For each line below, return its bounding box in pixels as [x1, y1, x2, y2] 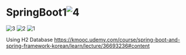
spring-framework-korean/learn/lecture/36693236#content [6, 42, 150, 49]
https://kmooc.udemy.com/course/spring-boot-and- [54, 36, 180, 43]
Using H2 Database [6, 36, 53, 43]
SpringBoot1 [6, 6, 67, 19]
